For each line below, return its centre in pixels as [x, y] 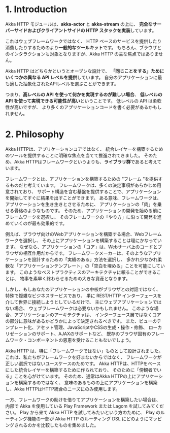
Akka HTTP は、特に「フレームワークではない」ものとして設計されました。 [84, 351]
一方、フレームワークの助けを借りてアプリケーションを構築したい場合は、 [83, 399]
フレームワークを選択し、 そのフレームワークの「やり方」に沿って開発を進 [83, 217]
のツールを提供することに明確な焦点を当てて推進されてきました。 [74, 155]
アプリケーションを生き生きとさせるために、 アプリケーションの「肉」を [81, 204]
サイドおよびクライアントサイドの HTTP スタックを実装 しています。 [85, 30]
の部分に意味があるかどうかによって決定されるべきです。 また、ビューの [81, 321]
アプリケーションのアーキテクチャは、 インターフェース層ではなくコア [88, 314]
